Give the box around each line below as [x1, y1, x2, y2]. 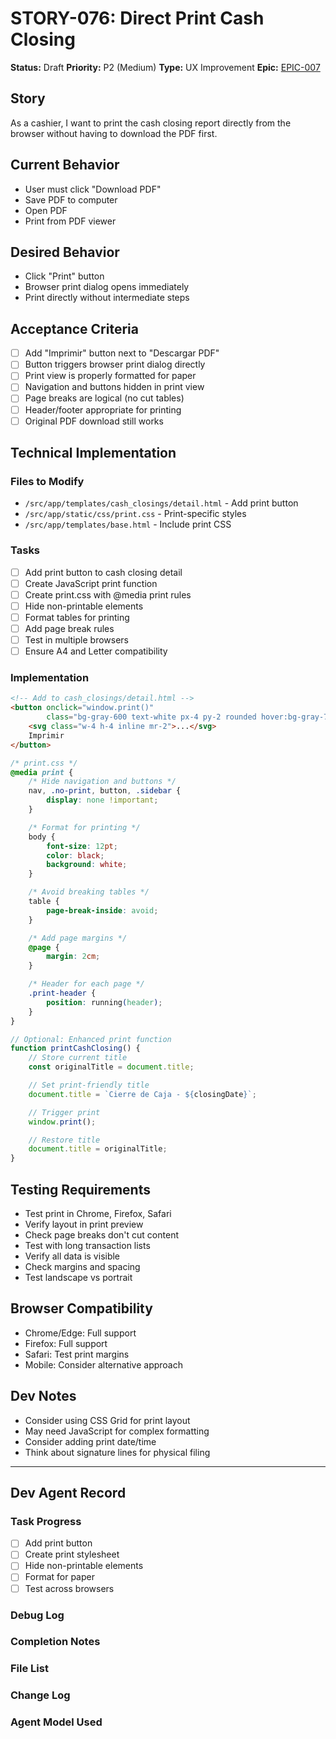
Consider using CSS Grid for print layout [24, 1414, 191, 1426]
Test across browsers [24, 1582, 115, 1594]
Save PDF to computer [24, 193, 118, 206]
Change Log [10, 1688, 71, 1702]
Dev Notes [10, 1388, 77, 1405]
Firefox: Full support [24, 1337, 108, 1349]
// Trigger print [28, 1107, 101, 1117]
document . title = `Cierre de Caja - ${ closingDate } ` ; [28, 1089, 257, 1099]
